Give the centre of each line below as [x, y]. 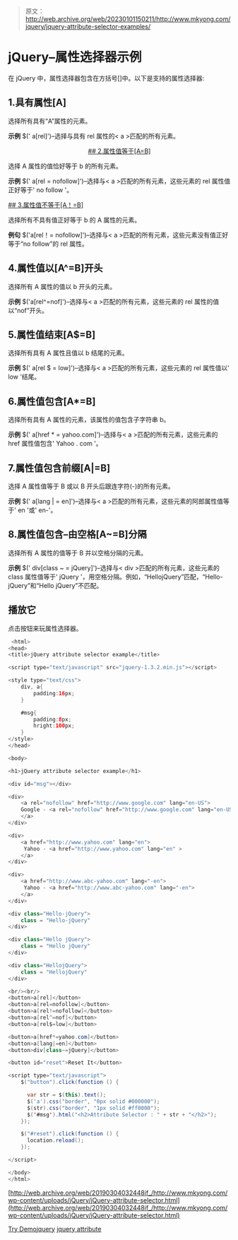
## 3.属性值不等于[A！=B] [46, 205]
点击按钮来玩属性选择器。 [45, 628]
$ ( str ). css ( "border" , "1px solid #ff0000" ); [93, 1108]
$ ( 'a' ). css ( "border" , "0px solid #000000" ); [93, 1102]
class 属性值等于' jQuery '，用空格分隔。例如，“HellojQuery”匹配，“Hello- [115, 577]
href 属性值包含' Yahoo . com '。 [55, 444]
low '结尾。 [24, 377]
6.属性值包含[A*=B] [52, 401]
